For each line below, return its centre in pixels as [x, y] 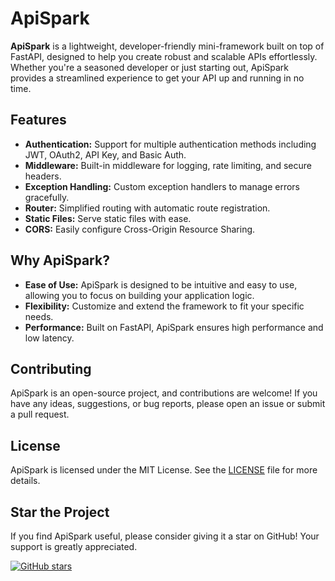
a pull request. [40, 414]
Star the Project [60, 512]
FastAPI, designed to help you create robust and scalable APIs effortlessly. [164, 56]
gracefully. [47, 197]
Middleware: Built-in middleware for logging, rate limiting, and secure [168, 165]
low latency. [49, 338]
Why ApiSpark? [60, 260]
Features [38, 120]
